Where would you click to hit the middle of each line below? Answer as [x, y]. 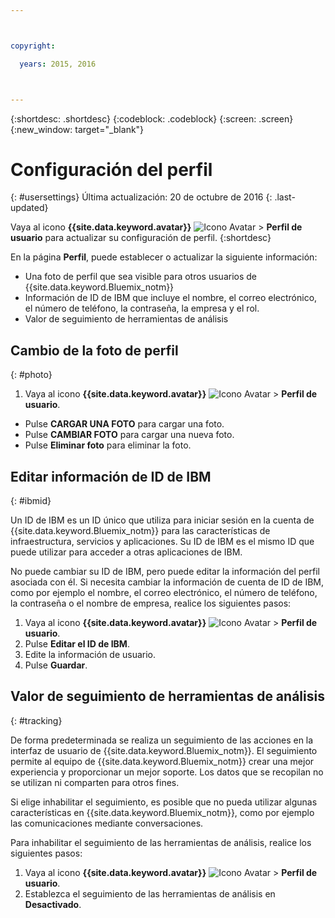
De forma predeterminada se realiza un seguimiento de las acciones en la [162, 740]
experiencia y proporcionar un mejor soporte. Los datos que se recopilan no [167, 772]
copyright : [33, 46]
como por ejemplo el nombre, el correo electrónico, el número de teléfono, [164, 593]
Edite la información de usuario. [90, 655]
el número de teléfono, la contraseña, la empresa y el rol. [142, 308]
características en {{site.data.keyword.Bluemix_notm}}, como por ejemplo [162, 812]
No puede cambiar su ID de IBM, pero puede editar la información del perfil [165, 572]
